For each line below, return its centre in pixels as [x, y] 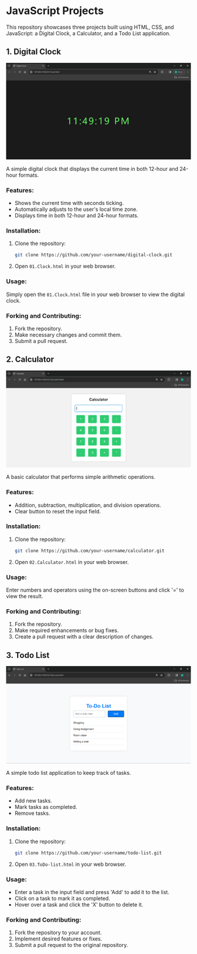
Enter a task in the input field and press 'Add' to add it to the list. [92, 892]
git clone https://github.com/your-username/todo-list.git [88, 853]
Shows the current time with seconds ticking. [69, 203]
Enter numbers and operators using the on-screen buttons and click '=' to [95, 590]
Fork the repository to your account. [58, 933]
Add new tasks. [33, 801]
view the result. [25, 596]
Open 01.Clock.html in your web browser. [65, 266]
